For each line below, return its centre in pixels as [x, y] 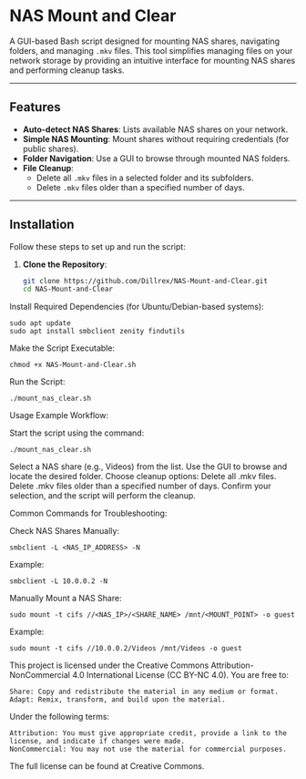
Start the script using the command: [77, 433]
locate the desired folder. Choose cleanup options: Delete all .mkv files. [143, 477]
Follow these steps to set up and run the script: [98, 246]
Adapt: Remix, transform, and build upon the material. [117, 700]
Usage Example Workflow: [59, 415]
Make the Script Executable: [62, 348]
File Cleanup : [48, 168]
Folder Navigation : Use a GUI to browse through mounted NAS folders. [156, 158]
